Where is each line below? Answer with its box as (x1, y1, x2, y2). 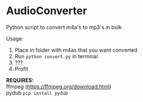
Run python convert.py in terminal (14, 52, 98, 60)
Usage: (6, 35, 24, 42)
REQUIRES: (6, 77, 34, 84)
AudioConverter (6, 4, 87, 18)
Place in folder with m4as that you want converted (14, 46, 138, 54)
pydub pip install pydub (6, 89, 68, 96)
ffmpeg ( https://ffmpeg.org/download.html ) (6, 83, 112, 90)
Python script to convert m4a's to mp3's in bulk (6, 24, 122, 31)
